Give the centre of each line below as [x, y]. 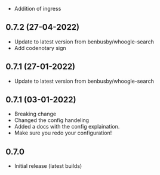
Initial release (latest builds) [48, 166]
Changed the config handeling [52, 120]
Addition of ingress [38, 9]
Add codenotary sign [40, 48]
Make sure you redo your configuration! [63, 133]
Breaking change [35, 114]
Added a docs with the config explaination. [67, 127]
